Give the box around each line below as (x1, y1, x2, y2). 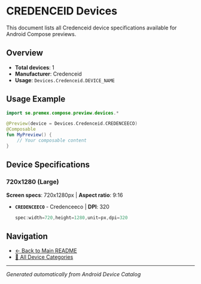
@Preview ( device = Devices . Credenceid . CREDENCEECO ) (6, 121, 138, 127)
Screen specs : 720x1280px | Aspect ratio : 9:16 (6, 191, 123, 199)
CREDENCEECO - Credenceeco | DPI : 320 (14, 203, 109, 210)
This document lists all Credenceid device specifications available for (6, 24, 177, 31)
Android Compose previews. (6, 30, 77, 37)
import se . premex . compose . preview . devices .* (6, 110, 119, 116)
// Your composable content (17, 137, 87, 144)
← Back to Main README (14, 247, 77, 255)
